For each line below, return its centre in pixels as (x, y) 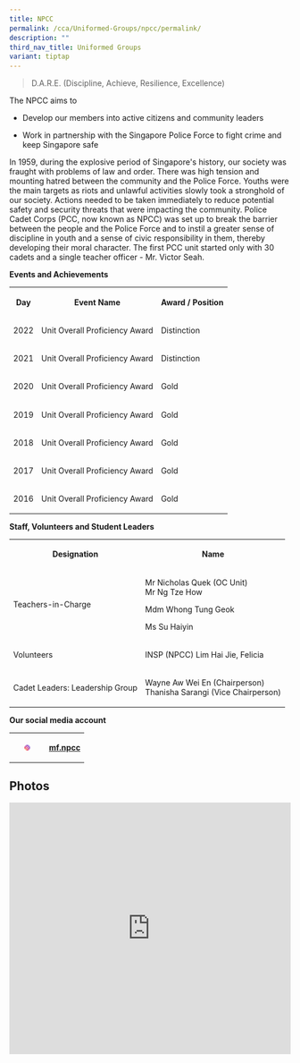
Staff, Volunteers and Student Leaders (82, 526)
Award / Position (192, 302)
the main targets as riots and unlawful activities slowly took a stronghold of (147, 191)
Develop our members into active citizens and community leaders (143, 118)
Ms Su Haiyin (169, 626)
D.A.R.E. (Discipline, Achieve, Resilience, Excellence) (128, 83)
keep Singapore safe (60, 145)
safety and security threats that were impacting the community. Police (138, 209)
